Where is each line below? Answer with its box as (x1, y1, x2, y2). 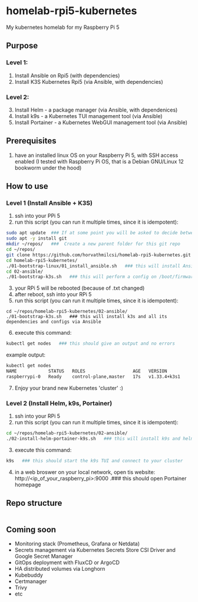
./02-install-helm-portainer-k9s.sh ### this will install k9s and (6, 436, 181, 441)
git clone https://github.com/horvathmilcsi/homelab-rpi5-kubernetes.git (6, 252, 192, 258)
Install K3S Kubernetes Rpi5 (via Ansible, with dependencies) (14, 78, 163, 85)
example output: (6, 351, 46, 358)
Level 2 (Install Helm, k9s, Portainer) (6, 399, 113, 407)
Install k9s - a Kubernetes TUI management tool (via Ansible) (14, 112, 163, 119)
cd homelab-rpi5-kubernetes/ (6, 257, 78, 263)
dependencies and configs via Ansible (6, 319, 101, 325)
